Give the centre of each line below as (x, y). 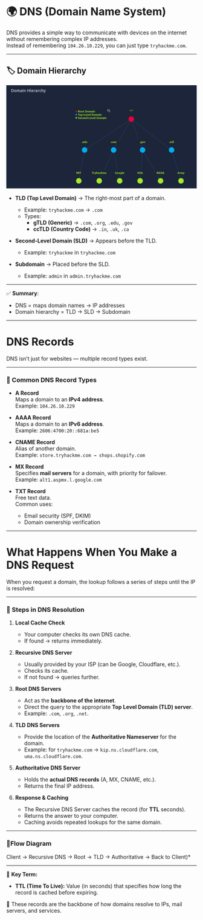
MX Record (29, 467)
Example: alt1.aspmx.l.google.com (58, 480)
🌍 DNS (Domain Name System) (86, 12)
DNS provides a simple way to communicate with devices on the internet (97, 32)
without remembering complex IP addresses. (62, 39)
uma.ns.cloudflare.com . (53, 756)
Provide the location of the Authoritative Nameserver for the (100, 737)
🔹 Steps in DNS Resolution (45, 610)
